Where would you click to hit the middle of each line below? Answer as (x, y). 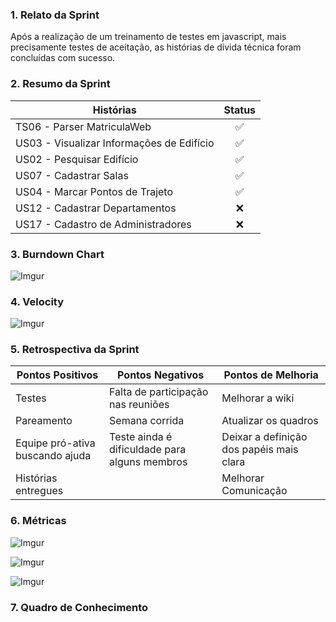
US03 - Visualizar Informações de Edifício (115, 143)
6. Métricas (38, 521)
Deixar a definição (264, 437)
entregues (39, 491)
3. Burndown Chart (57, 254)
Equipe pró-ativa (55, 443)
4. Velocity (37, 301)
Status (240, 110)
